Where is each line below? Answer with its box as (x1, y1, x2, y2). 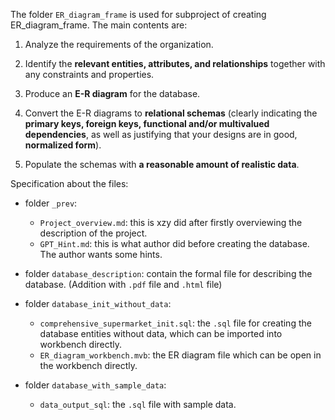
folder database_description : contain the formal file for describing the (24, 268, 313, 279)
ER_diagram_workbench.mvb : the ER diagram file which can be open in (39, 349, 322, 361)
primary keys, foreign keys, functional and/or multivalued (24, 118, 270, 129)
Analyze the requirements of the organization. (24, 39, 214, 50)
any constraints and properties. (24, 69, 155, 80)
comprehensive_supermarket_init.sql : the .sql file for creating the (39, 317, 312, 329)
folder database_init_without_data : (24, 298, 172, 309)
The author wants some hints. (39, 249, 163, 260)
